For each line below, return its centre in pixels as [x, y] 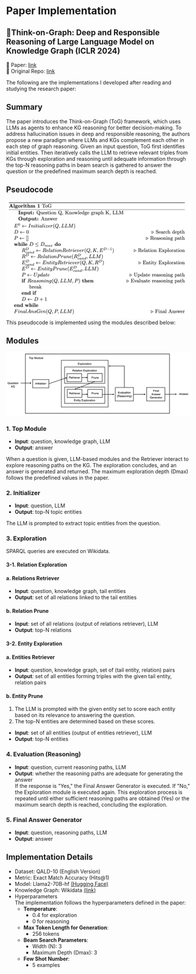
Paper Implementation [61, 11]
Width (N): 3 [47, 946]
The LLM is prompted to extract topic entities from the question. [83, 523]
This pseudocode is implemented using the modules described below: [91, 323]
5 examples [46, 965]
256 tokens [46, 933]
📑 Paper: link [21, 65]
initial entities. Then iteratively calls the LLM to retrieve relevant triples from [97, 152]
